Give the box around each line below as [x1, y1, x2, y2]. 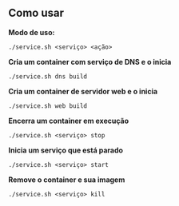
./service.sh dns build [8, 72, 88, 81]
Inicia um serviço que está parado [8, 145, 124, 155]
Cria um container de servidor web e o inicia [8, 86, 158, 96]
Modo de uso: [8, 27, 55, 37]
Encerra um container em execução [8, 116, 129, 125]
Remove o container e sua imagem [8, 175, 125, 184]
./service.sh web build [8, 101, 88, 110]
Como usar [8, 6, 65, 20]
